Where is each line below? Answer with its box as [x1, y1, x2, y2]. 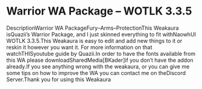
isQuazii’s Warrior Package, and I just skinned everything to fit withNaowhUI [6, 30, 196, 38]
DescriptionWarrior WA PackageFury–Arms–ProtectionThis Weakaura [6, 24, 179, 31]
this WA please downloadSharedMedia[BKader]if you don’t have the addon [6, 56, 194, 64]
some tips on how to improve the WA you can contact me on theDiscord [6, 69, 186, 76]
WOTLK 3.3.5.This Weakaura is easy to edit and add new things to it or [6, 37, 183, 44]
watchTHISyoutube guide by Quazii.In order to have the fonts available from [6, 50, 196, 57]
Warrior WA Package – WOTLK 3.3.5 [6, 4, 192, 18]
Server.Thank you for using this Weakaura [6, 76, 111, 83]
